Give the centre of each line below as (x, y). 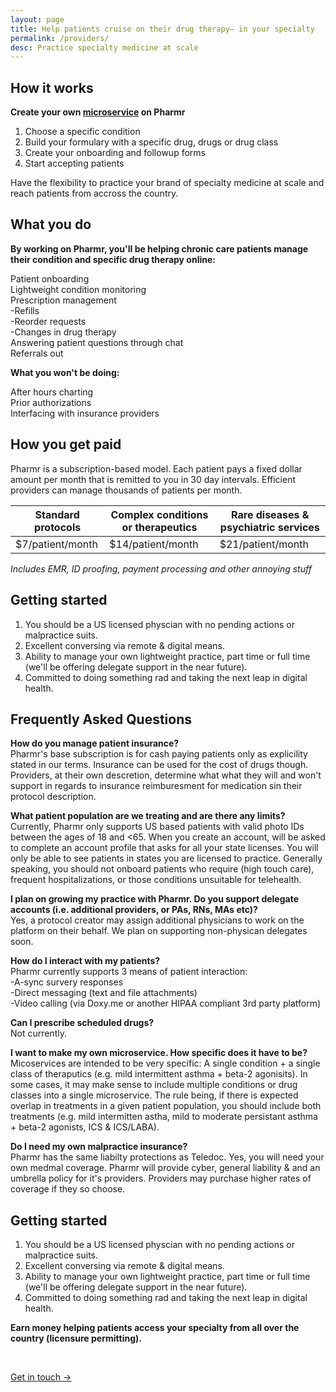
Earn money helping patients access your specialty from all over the (155, 1328)
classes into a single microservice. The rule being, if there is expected (154, 1095)
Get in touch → (41, 1377)
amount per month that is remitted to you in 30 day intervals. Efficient (153, 479)
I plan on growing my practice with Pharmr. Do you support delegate (154, 899)
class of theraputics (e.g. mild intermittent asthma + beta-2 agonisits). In (159, 1074)
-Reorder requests (48, 321)
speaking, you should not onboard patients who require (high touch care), (162, 869)
